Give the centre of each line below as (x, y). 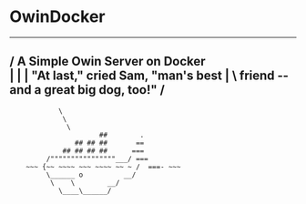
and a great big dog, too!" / (87, 90)
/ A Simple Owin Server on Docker (108, 61)
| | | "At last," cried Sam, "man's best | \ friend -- (149, 76)
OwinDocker (57, 17)
